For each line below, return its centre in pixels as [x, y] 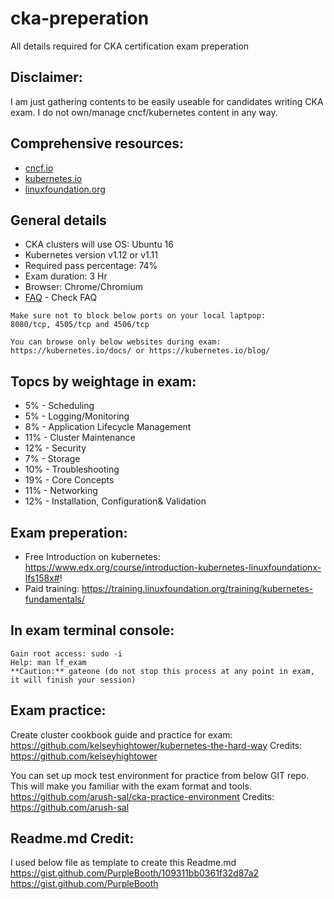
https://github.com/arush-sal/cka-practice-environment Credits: [142, 796]
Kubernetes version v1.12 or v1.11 [91, 255]
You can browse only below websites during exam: [116, 342]
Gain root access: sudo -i [66, 653]
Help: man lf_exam [48, 662]
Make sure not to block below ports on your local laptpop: [138, 316]
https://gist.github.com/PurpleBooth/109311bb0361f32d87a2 [135, 873]
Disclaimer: [46, 77]
